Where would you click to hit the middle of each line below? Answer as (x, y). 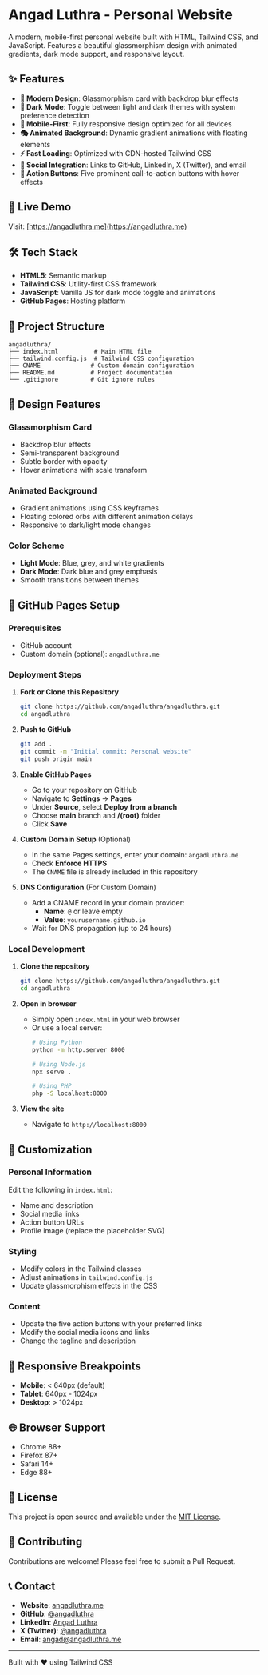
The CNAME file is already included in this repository (114, 871)
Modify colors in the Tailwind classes (81, 1269)
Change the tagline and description (78, 1341)
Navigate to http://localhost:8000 (89, 1125)
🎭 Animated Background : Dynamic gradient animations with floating (134, 133)
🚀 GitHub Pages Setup (64, 605)
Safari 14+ (37, 1464)
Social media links (49, 1213)
